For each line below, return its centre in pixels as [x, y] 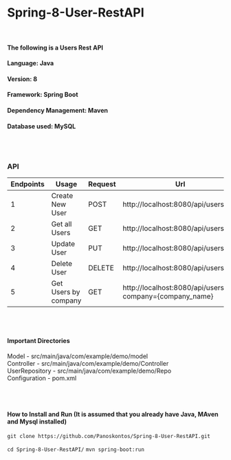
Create [62, 196]
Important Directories [38, 341]
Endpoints [27, 184]
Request [102, 184]
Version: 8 [22, 79]
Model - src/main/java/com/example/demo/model [78, 356]
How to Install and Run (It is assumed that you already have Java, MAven [113, 415]
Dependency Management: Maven [58, 110]
